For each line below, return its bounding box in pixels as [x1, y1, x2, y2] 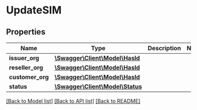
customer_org [9, 73, 49, 81]
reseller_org [9, 64, 43, 71]
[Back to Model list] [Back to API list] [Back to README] [6, 98, 141, 104]
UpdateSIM [6, 4, 62, 17]
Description [147, 44, 181, 52]
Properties [6, 27, 46, 37]
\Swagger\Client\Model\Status [55, 82, 142, 91]
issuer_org [9, 54, 39, 62]
